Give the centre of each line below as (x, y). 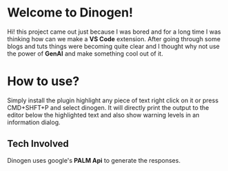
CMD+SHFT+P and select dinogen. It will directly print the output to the (108, 107)
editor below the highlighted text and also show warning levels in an (103, 115)
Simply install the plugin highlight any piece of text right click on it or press (113, 100)
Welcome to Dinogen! (70, 13)
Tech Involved (38, 144)
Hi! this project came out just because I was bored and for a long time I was (114, 32)
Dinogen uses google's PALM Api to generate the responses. (94, 160)
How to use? (43, 81)
